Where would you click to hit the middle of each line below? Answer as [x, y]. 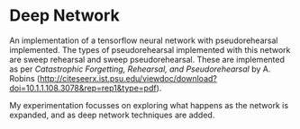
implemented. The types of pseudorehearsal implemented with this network [150, 49]
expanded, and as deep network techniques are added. [112, 115]
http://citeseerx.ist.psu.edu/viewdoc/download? [128, 78]
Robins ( [25, 78]
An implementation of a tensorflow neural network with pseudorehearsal [144, 40]
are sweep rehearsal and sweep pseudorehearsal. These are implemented [147, 59]
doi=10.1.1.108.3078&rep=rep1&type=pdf [83, 88]
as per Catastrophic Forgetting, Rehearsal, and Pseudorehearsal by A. [140, 69]
